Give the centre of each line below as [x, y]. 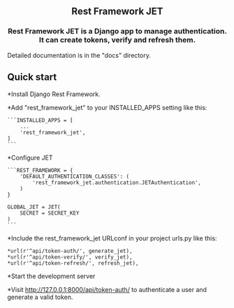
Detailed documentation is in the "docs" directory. [79, 55]
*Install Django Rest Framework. [54, 94]
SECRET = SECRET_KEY [50, 213]
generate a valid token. [40, 297]
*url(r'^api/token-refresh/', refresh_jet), [73, 263]
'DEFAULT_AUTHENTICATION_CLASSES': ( [75, 176]
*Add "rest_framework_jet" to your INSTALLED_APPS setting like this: [107, 107]
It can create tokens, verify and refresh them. [117, 40]
